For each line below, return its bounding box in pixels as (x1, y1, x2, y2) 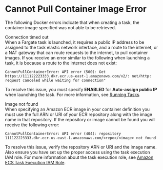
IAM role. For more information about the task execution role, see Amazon (5, 154, 154, 160)
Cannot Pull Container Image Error (5, 3, 147, 15)
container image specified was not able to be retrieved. (5, 24, 116, 30)
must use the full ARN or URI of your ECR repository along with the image (5, 111, 153, 117)
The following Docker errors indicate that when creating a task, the (5, 19, 140, 25)
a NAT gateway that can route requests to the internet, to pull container (5, 50, 148, 56)
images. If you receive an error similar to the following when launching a (5, 55, 150, 60)
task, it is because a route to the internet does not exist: (5, 60, 117, 66)
